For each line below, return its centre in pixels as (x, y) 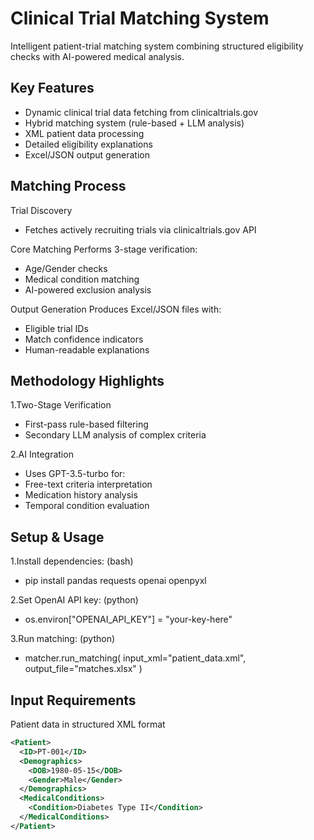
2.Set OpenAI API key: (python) (74, 600)
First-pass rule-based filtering (86, 424)
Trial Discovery (41, 210)
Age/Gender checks (66, 268)
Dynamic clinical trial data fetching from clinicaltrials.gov (141, 112)
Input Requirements (73, 700)
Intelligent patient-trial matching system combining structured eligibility (157, 46)
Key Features (52, 88)
